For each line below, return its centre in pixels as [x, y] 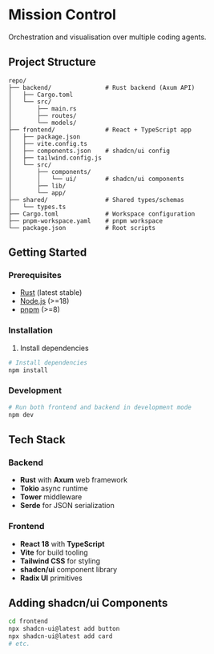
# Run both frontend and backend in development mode [100, 407]
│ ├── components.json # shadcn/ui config [89, 151]
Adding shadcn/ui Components [88, 603]
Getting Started [48, 253]
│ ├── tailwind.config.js [55, 158]
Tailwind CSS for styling [60, 561]
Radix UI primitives [51, 578]
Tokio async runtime [54, 488]
